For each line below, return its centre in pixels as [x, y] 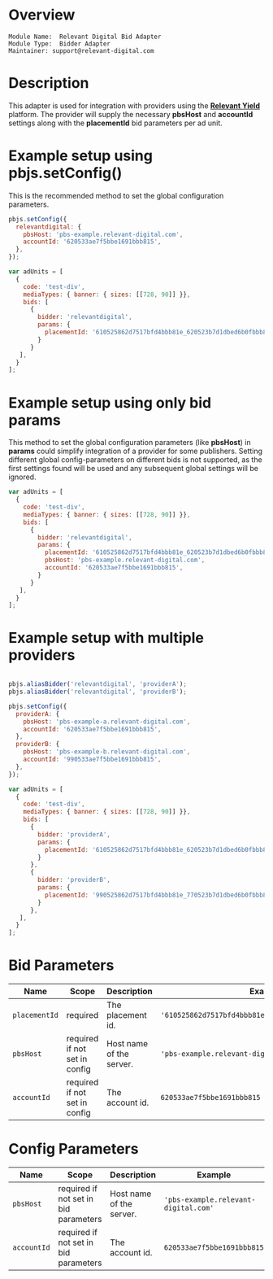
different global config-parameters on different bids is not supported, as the [135, 460]
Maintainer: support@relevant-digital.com [81, 50]
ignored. [22, 477]
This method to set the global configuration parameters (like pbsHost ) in [130, 443]
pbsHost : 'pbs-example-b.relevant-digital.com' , [107, 752]
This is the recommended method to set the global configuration [116, 195]
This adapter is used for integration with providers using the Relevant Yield [134, 105]
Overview [42, 15]
